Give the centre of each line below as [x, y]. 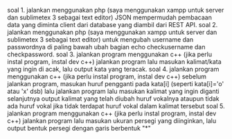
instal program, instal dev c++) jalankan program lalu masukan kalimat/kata [114, 62]
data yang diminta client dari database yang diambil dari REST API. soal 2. [113, 25]
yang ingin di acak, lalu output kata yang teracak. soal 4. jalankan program [113, 69]
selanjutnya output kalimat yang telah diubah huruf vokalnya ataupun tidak [113, 99]
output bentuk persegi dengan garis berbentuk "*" [79, 128]
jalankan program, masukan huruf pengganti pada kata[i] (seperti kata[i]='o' [116, 84]
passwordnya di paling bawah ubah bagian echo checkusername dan [106, 47]
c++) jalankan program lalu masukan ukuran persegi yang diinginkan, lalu [112, 121]
